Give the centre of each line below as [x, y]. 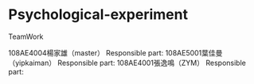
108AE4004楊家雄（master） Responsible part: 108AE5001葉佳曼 [115, 52]
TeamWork [26, 36]
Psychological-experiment [98, 15]
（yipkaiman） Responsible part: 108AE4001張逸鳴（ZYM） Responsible [127, 63]
